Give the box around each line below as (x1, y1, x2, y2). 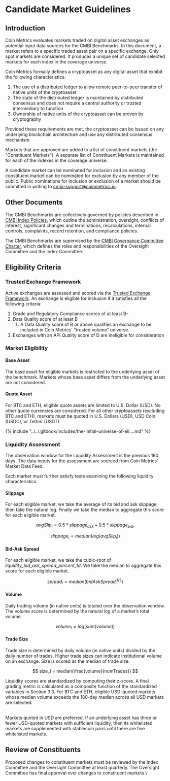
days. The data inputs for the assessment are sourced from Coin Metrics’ (5, 458, 158, 464)
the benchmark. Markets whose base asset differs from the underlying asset (5, 374, 165, 380)
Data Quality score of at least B (12, 316, 78, 322)
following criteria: (5, 300, 42, 307)
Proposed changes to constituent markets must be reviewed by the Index (5, 759, 158, 765)
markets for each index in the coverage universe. (5, 59, 108, 64)
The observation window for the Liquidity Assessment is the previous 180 (5, 453, 159, 459)
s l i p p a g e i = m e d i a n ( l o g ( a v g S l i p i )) (50, 533, 120, 540)
